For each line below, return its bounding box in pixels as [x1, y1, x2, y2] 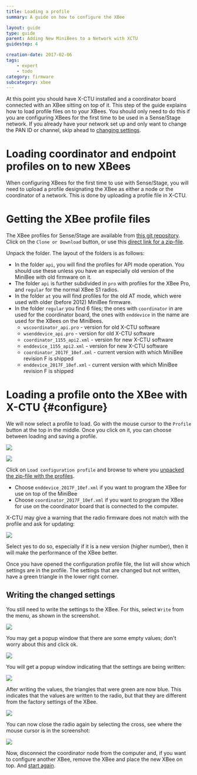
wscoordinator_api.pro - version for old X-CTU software [23, 324, 161, 331]
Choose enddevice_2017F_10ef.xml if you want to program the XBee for [14, 484, 187, 491]
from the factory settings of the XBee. [6, 698, 98, 705]
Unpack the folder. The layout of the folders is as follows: [6, 250, 145, 257]
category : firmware [6, 74, 54, 80]
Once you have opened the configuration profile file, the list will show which [6, 560, 190, 568]
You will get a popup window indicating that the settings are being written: [6, 663, 186, 670]
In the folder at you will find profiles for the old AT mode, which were [14, 292, 182, 299]
